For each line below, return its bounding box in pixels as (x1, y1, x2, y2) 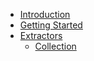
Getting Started (19, 19, 83, 31)
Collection (34, 40, 77, 52)
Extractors (19, 30, 63, 41)
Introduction (19, 9, 71, 20)
